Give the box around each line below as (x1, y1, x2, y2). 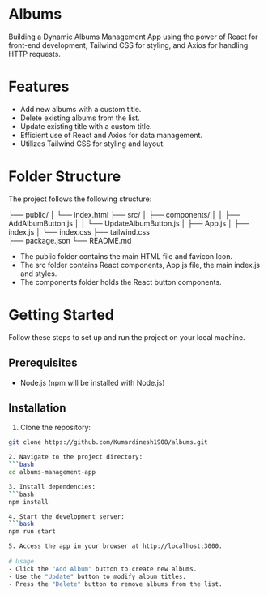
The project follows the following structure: (8, 194, 152, 204)
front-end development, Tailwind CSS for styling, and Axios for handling (8, 40, 249, 50)
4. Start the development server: (8, 512, 125, 520)
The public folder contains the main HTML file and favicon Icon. (19, 251, 233, 261)
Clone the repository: (19, 423, 91, 433)
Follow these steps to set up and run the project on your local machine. (8, 332, 245, 342)
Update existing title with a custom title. (19, 121, 152, 131)
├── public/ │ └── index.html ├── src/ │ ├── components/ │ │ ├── (8, 209, 240, 219)
